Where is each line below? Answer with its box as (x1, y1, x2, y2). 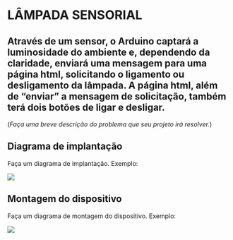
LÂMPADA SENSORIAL (7, 7, 143, 23)
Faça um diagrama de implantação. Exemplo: (7, 159, 138, 167)
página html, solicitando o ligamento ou (7, 68, 185, 80)
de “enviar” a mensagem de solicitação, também (7, 90, 227, 102)
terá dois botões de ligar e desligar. (7, 101, 165, 113)
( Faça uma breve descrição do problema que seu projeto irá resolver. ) (7, 120, 213, 128)
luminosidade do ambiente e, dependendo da (7, 46, 210, 58)
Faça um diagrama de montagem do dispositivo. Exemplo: (7, 212, 177, 220)
